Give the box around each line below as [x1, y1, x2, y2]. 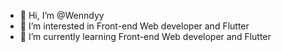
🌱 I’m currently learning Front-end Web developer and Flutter [19, 31, 272, 42]
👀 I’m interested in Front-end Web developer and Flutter [19, 20, 250, 32]
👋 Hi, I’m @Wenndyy [19, 10, 105, 21]
